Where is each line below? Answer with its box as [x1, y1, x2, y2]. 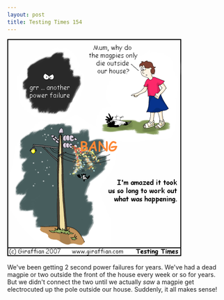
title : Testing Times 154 [7, 18, 82, 26]
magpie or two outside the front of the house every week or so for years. [7, 270, 216, 278]
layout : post [7, 11, 45, 18]
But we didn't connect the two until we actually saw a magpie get [7, 278, 195, 286]
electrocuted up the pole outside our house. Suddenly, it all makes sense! [7, 285, 218, 293]
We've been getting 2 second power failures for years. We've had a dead [7, 262, 217, 271]
